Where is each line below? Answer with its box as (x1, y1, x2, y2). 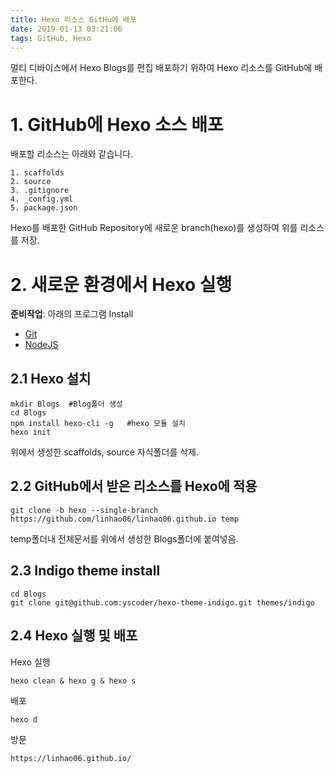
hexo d (10, 714, 38, 725)
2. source (10, 177, 52, 187)
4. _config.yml (10, 194, 74, 205)
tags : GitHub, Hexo (10, 33, 92, 43)
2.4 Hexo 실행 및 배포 (10, 627, 138, 645)
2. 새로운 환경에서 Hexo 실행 (10, 273, 233, 296)
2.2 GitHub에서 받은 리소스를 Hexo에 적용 (10, 478, 258, 495)
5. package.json (10, 203, 78, 213)
